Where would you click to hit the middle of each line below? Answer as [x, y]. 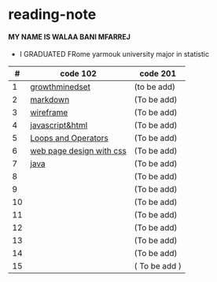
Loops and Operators [69, 138]
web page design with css [79, 151]
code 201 [158, 74]
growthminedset [60, 87]
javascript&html [59, 125]
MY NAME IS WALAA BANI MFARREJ [70, 36]
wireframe [49, 113]
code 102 [78, 74]
